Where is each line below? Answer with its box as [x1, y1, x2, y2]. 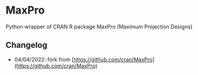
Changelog [5, 40, 48, 50]
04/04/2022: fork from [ [14, 56, 74, 63]
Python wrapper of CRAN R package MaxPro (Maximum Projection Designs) [5, 23, 193, 30]
